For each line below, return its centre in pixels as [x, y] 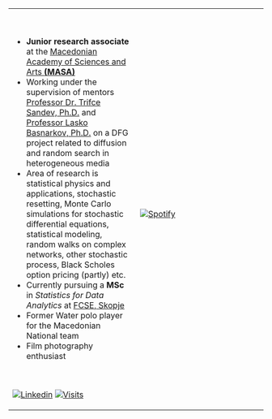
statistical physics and [68, 184]
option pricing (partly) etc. [76, 275]
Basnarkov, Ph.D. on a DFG [77, 133]
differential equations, [68, 224]
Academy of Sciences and [76, 62]
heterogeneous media [68, 163]
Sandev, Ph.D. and [61, 112]
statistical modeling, [64, 234]
